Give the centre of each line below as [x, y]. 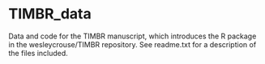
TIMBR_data [50, 14]
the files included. [38, 53]
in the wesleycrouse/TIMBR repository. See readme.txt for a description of [132, 44]
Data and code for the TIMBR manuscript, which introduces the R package [132, 36]
